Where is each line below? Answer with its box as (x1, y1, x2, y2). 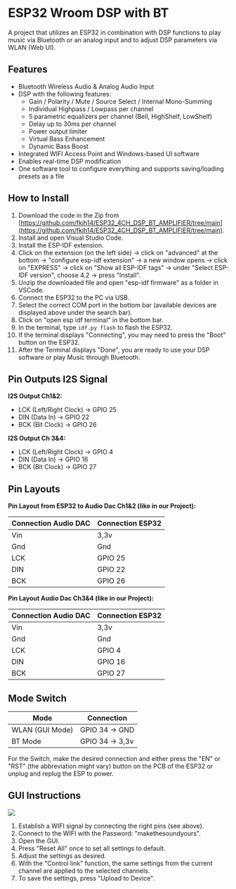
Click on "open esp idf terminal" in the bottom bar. (18, 315, 164, 324)
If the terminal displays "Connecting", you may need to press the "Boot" (18, 331, 226, 339)
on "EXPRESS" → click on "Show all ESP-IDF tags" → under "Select (18, 263, 214, 271)
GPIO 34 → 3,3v (80, 736, 134, 746)
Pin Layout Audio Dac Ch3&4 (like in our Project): (8, 594, 154, 603)
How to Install (8, 192, 70, 205)
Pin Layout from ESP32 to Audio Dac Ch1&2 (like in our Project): (8, 501, 196, 511)
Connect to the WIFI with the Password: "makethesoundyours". (18, 829, 201, 838)
